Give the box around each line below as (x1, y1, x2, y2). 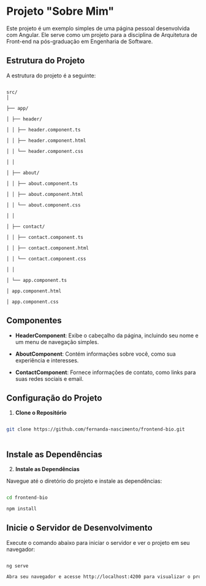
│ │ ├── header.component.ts (6, 127, 81, 133)
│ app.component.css (6, 299, 59, 305)
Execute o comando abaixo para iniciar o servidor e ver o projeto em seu (6, 539, 190, 546)
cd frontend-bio (6, 494, 48, 501)
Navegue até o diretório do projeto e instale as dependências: (6, 477, 162, 485)
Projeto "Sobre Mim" (6, 4, 115, 18)
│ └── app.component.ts (6, 277, 67, 283)
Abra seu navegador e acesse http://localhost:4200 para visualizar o (6, 574, 191, 580)
